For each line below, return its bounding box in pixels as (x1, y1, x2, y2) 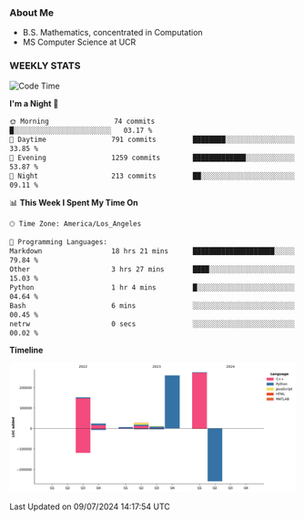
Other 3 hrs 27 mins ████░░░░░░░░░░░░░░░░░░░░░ (9, 264, 296, 274)
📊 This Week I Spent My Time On (9, 197, 138, 208)
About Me (9, 6, 55, 19)
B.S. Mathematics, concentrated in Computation (22, 27, 203, 38)
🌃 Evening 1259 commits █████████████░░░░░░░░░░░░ (9, 153, 296, 162)
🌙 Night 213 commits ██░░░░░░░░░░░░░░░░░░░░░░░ (9, 171, 296, 180)
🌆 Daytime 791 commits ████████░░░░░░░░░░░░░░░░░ (9, 135, 296, 144)
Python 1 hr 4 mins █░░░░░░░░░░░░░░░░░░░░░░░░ (9, 282, 296, 292)
